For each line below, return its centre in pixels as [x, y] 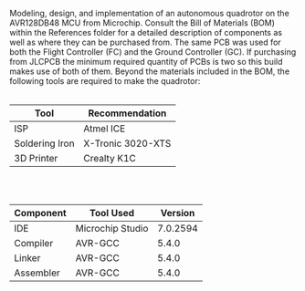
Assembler [37, 273]
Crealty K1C [110, 158]
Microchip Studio [112, 229]
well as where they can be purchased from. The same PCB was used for [145, 42]
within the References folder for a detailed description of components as [146, 32]
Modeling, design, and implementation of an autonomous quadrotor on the [149, 13]
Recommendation [127, 113]
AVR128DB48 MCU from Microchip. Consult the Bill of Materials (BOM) [142, 23]
